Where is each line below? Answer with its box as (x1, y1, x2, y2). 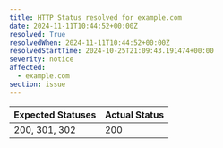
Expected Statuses (13, 109, 97, 121)
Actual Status (104, 109, 164, 121)
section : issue (9, 80, 66, 89)
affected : (9, 64, 47, 73)
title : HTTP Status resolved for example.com (9, 13, 182, 22)
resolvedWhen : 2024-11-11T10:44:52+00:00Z (9, 38, 170, 48)
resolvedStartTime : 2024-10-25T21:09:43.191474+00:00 (9, 47, 215, 56)
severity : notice (9, 55, 74, 64)
